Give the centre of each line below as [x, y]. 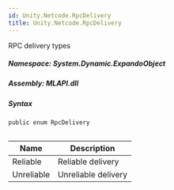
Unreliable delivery [93, 174]
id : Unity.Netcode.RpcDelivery [60, 15]
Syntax [21, 103]
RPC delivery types [40, 45]
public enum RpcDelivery [49, 123]
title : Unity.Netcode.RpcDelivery [65, 23]
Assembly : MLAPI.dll [43, 83]
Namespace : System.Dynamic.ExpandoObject [87, 63]
